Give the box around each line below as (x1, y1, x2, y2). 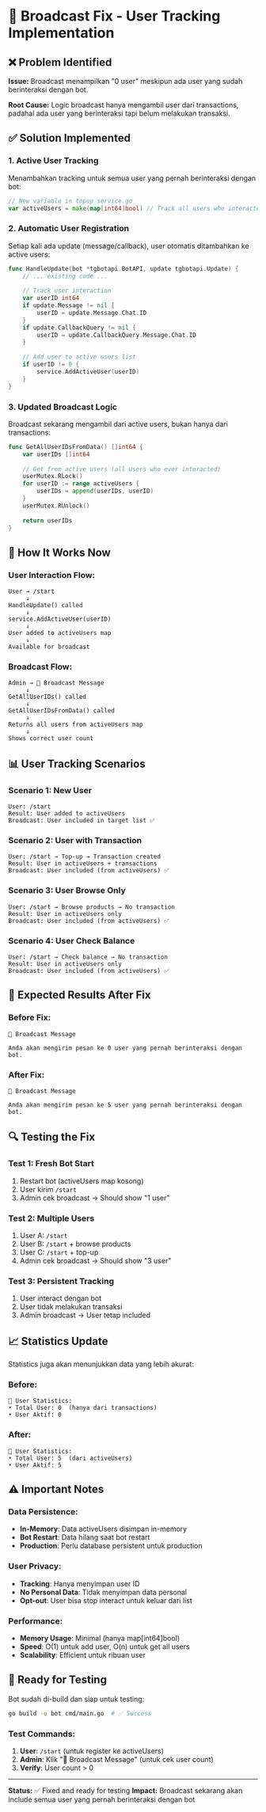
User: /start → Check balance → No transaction (8, 953, 169, 961)
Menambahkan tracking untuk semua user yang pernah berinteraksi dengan (8, 173, 256, 183)
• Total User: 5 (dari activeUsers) (8, 1454, 133, 1462)
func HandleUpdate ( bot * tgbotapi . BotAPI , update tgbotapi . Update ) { (8, 264, 239, 272)
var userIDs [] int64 (22, 450, 90, 458)
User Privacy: (8, 1561, 62, 1572)
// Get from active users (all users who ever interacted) (22, 465, 222, 473)
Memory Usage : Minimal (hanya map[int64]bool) (19, 1633, 180, 1643)
